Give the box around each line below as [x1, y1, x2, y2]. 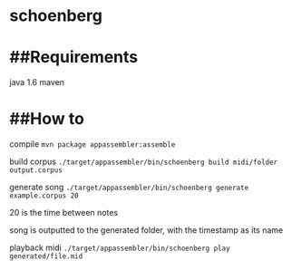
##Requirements [9, 47, 139, 68]
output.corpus [9, 166, 63, 175]
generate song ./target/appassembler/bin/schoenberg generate [9, 182, 249, 193]
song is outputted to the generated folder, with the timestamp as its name [9, 225, 284, 236]
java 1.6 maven [9, 77, 65, 88]
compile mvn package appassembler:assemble [9, 139, 176, 149]
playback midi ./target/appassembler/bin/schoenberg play [9, 242, 230, 254]
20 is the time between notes [9, 207, 119, 218]
